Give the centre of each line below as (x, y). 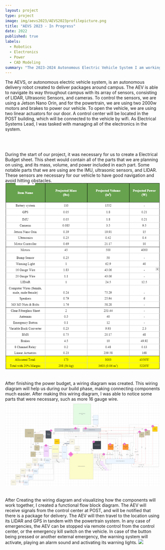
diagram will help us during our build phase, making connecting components (82, 388)
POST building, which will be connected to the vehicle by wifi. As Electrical (81, 119)
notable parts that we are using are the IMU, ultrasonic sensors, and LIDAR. (81, 170)
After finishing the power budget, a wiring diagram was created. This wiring (82, 383)
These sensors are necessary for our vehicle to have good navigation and (80, 175)
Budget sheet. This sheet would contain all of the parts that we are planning (82, 160)
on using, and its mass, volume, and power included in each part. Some (77, 165)
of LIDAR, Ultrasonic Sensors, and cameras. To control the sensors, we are (81, 98)
